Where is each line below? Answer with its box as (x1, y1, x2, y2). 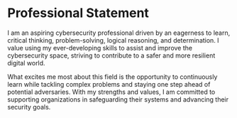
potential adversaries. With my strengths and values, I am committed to (7, 87, 216, 96)
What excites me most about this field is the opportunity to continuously (7, 73, 218, 81)
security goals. (7, 102, 51, 111)
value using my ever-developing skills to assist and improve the (7, 43, 193, 52)
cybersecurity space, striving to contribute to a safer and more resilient (7, 51, 216, 60)
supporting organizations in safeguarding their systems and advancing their (7, 95, 229, 104)
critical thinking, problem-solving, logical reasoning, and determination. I (7, 36, 219, 44)
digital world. (7, 58, 45, 67)
